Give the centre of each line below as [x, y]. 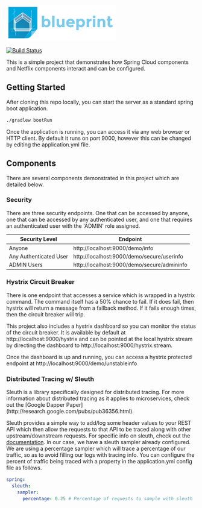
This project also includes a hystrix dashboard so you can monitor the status [101, 326]
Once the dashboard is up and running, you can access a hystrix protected [99, 357]
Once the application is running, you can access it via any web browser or [98, 131]
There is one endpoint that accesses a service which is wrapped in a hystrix [101, 295]
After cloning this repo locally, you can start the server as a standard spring [100, 102]
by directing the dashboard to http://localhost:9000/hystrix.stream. [90, 345]
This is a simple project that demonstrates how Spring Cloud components [97, 62]
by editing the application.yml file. [48, 144]
